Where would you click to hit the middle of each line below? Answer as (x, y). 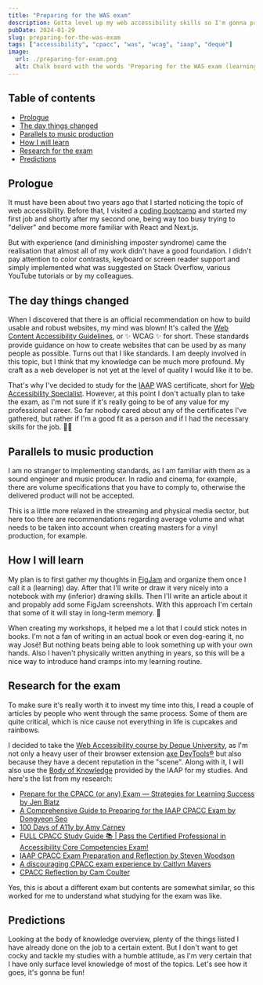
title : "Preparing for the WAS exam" (70, 15)
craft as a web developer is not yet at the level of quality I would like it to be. (130, 370)
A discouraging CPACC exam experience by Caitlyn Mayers (115, 863)
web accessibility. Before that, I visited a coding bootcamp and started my (128, 211)
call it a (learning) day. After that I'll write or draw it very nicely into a (118, 587)
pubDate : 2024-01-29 (42, 30)
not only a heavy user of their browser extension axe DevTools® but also (125, 753)
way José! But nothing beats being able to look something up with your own (130, 644)
